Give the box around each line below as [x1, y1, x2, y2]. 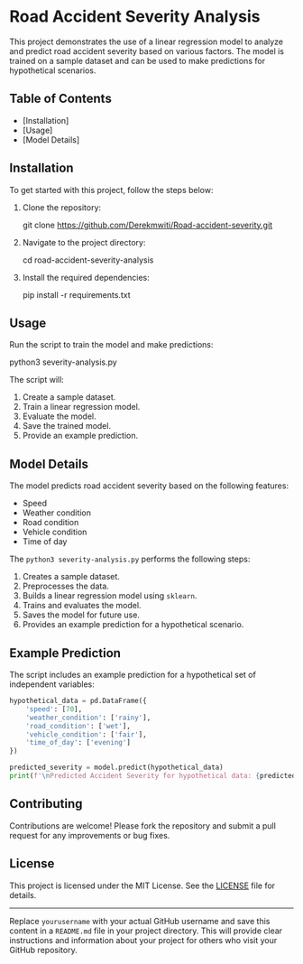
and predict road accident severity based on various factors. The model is [9, 45, 284, 56]
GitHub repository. [9, 944, 78, 955]
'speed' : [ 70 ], [25, 704, 83, 714]
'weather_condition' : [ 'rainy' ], [25, 713, 151, 722]
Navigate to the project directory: [22, 236, 146, 247]
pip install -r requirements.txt [22, 289, 131, 300]
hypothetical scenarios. [9, 65, 96, 76]
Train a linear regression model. [22, 402, 141, 412]
